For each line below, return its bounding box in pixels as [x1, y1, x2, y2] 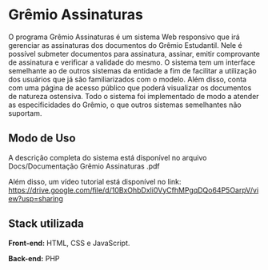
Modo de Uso [8, 132, 76, 145]
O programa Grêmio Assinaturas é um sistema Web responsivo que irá [8, 32, 240, 42]
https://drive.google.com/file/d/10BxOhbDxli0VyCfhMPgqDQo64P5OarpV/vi [8, 185, 259, 195]
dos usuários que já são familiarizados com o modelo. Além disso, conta [8, 74, 246, 84]
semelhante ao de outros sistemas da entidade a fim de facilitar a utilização [8, 66, 258, 75]
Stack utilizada [8, 217, 84, 231]
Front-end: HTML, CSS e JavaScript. [8, 238, 130, 248]
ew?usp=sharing [8, 193, 64, 203]
